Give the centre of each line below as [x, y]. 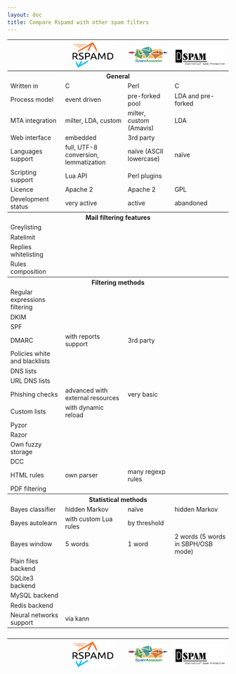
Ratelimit [23, 237]
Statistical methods [118, 499]
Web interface [31, 138]
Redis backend [32, 605]
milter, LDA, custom [93, 120]
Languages [26, 151]
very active [81, 203]
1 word [138, 543]
